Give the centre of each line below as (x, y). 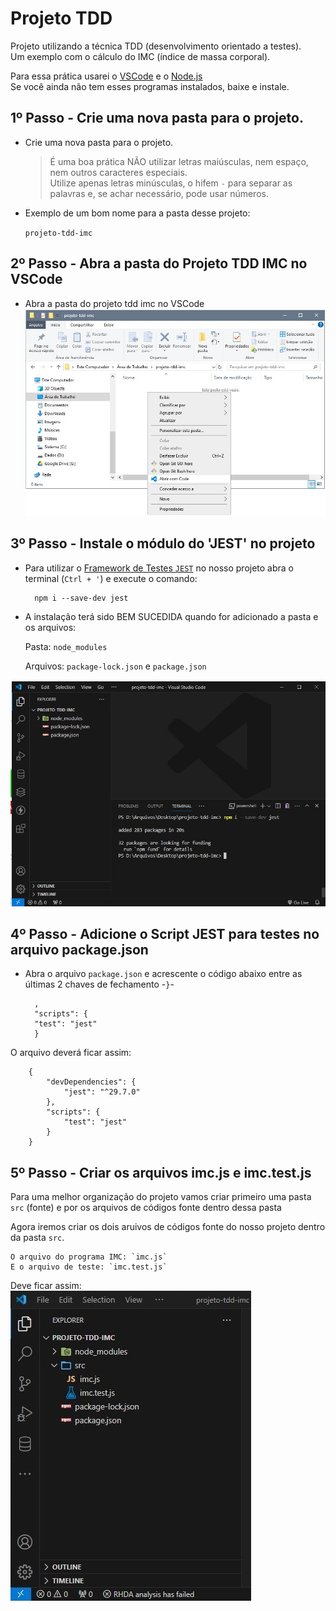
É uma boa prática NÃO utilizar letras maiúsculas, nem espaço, (179, 161)
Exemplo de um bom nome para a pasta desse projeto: (137, 213)
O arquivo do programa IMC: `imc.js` (89, 1257)
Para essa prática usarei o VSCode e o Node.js (106, 76)
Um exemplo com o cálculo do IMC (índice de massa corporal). (140, 56)
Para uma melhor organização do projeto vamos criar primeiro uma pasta (161, 1197)
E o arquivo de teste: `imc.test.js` (89, 1267)
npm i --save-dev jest (81, 598)
